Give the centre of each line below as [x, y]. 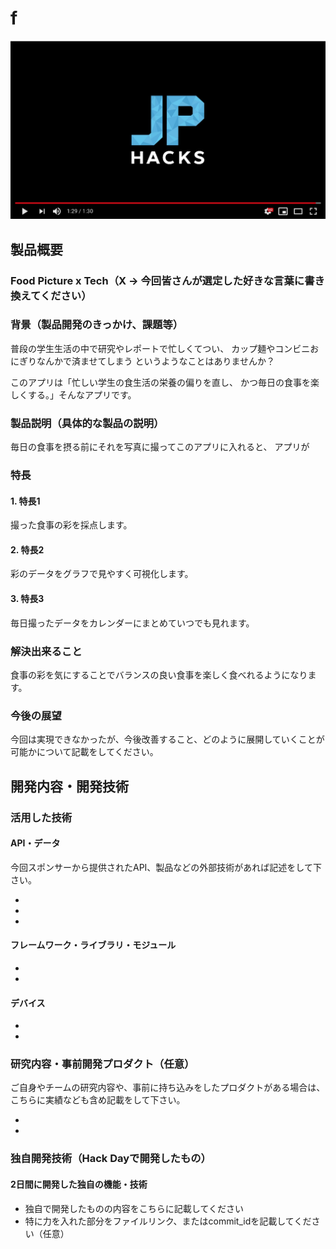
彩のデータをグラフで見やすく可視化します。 [102, 574]
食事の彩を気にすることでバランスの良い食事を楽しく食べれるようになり [159, 674]
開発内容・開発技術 [69, 786]
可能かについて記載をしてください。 [84, 752]
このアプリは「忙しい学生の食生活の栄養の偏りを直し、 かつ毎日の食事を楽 [165, 382]
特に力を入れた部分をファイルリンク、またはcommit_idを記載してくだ [168, 1221]
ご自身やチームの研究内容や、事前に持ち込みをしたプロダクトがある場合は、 [168, 1088]
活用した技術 [41, 817]
